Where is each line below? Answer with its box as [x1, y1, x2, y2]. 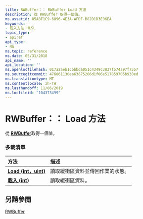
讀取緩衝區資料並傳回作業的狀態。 [50, 167, 130, 174]
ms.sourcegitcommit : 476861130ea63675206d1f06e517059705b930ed [5, 72, 139, 77]
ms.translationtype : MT [5, 76, 54, 81]
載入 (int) [7, 177, 29, 184]
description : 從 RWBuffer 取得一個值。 [5, 12, 82, 17]
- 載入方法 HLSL [5, 26, 36, 31]
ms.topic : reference [5, 49, 48, 54]
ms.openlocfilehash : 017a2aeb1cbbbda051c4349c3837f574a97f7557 [5, 67, 139, 72]
